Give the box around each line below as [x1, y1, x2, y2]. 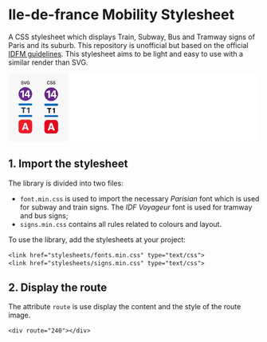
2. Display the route [8, 280, 108, 294]
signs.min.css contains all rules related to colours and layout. [19, 219, 222, 229]
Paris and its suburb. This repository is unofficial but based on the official [8, 40, 249, 50]
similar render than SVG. [8, 58, 88, 67]
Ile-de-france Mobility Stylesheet [8, 6, 235, 24]
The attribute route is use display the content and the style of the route [8, 302, 241, 312]
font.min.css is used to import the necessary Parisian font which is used [19, 193, 260, 203]
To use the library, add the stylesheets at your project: [8, 234, 186, 245]
